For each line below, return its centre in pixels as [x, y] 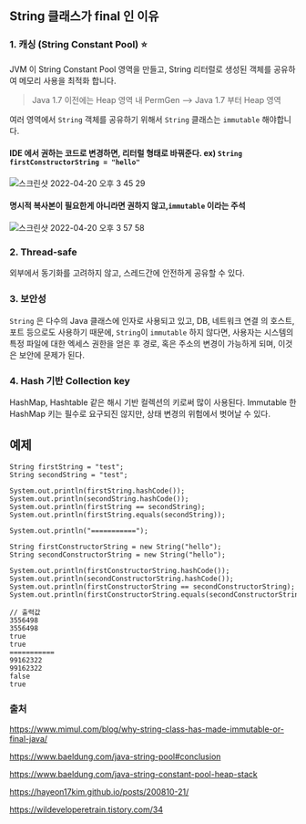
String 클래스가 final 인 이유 [84, 16]
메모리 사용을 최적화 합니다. [67, 80]
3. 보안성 [28, 299]
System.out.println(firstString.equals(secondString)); [117, 515]
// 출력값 [25, 612]
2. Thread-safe [43, 252]
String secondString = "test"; [69, 475]
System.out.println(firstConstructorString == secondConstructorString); [153, 587]
